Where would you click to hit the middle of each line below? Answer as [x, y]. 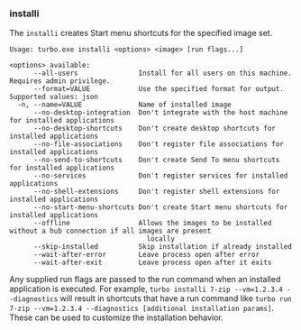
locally [161, 239]
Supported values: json [54, 97]
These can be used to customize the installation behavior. [116, 317]
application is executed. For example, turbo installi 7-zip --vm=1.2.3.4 [146, 289]
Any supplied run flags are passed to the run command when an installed [145, 280]
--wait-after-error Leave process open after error [146, 255]
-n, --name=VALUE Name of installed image [124, 105]
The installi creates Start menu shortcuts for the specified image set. [141, 33]
